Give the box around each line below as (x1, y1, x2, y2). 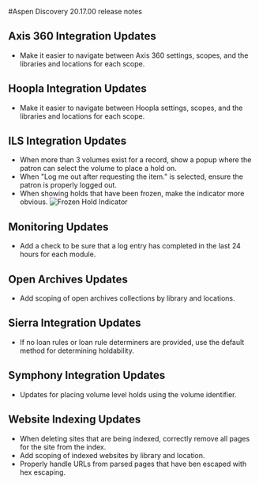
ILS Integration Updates (8, 135, 127, 148)
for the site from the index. (19, 442, 107, 452)
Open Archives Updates (8, 272, 129, 286)
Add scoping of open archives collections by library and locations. (19, 294, 235, 303)
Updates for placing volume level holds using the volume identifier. (19, 389, 237, 399)
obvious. (19, 197, 48, 207)
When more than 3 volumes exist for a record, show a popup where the (19, 155, 252, 165)
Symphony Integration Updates (8, 369, 166, 382)
